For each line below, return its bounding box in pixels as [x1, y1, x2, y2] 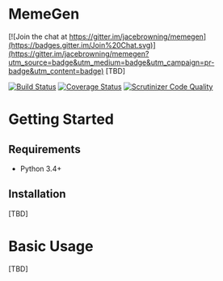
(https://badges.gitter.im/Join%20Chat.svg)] [8, 40, 156, 49]
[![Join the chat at [8, 32, 68, 41]
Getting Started [8, 110, 115, 129]
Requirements [8, 143, 81, 156]
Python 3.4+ [19, 164, 62, 173]
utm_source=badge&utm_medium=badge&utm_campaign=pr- [8, 57, 215, 67]
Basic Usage [8, 236, 94, 255]
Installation [8, 187, 66, 201]
